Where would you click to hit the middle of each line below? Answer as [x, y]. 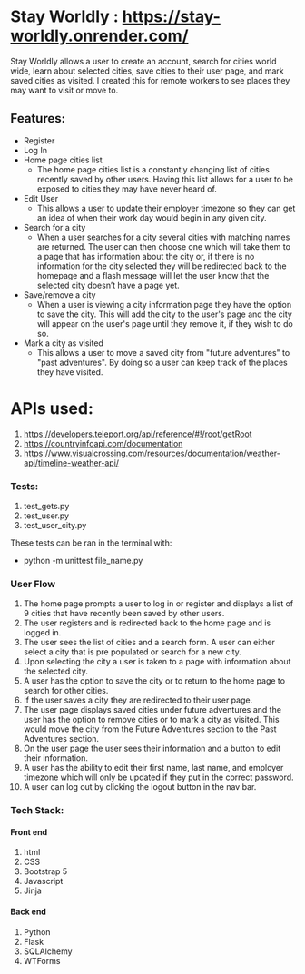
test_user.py [46, 516]
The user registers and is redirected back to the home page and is [147, 623]
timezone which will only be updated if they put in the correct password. [158, 777]
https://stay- [172, 17]
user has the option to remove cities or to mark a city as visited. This [151, 720]
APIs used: [52, 408]
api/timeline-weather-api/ [71, 462]
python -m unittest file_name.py [83, 560]
